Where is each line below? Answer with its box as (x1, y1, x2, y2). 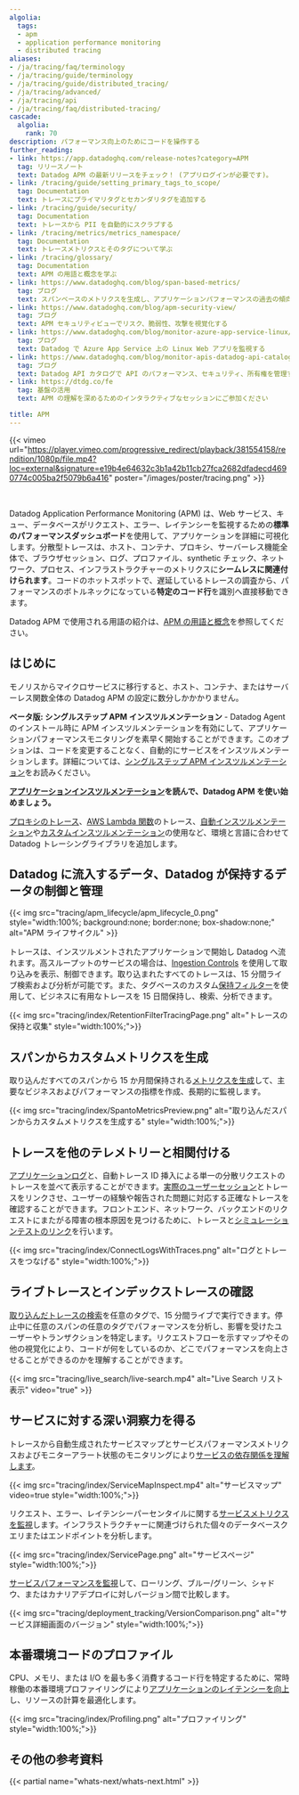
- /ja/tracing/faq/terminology (9, 63, 125, 72)
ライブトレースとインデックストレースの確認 (9, 1285, 254, 1300)
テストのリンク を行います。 (16, 1226, 118, 1236)
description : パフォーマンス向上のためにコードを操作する (9, 137, 200, 146)
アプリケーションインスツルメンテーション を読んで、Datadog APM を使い (9, 786, 280, 796)
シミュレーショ (234, 1215, 289, 1225)
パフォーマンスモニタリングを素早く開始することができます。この (32, 733, 274, 744)
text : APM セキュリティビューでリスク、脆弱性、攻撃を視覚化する (17, 320, 229, 329)
